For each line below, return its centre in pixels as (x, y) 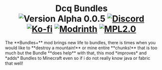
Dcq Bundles (81, 9)
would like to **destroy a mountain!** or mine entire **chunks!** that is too (81, 48)
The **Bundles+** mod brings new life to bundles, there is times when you (81, 42)
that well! (14, 63)
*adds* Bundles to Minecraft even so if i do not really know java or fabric (78, 58)
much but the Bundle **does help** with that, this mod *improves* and (76, 53)
